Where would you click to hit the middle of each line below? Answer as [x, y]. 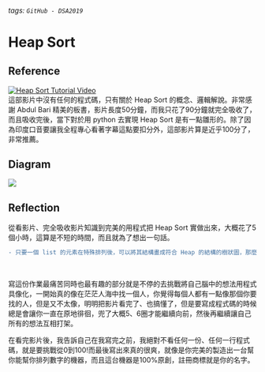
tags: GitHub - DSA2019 [46, 10]
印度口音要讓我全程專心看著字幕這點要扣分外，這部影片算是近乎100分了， [134, 129]
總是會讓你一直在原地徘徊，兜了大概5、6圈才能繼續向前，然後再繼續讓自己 [130, 314]
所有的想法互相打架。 [43, 324]
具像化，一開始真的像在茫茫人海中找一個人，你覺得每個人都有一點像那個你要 [132, 294]
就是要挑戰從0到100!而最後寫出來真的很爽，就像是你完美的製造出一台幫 [138, 350]
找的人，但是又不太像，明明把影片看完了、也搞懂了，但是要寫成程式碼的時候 [132, 304]
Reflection [34, 207]
